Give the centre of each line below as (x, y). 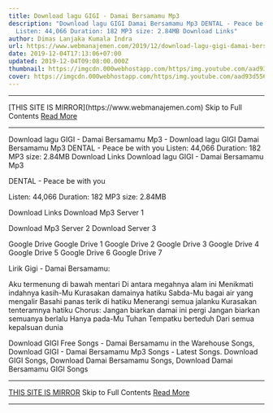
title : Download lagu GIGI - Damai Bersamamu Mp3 (94, 16)
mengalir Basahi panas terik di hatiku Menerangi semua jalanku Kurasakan (133, 301)
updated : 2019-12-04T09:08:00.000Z (69, 62)
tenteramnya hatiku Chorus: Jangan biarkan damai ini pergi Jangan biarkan (134, 310)
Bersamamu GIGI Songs (48, 369)
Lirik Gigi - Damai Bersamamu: (59, 268)
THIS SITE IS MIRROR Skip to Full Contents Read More (99, 392)
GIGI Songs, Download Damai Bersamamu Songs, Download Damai (121, 360)
